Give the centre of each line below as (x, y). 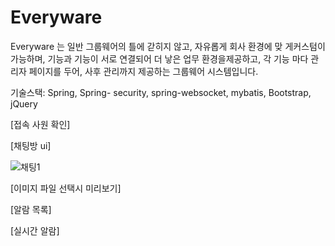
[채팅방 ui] (31, 145)
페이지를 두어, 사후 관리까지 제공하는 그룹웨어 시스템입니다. (143, 71)
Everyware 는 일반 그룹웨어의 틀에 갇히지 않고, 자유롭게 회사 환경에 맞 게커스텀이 (168, 46)
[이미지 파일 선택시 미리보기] (66, 188)
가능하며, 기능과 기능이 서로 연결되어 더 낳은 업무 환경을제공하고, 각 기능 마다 (159, 58)
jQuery (24, 103)
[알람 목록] (31, 209)
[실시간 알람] (35, 230)
